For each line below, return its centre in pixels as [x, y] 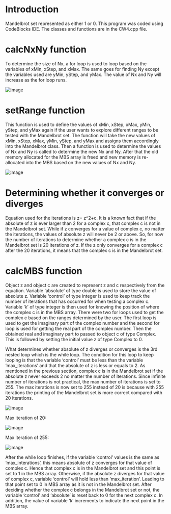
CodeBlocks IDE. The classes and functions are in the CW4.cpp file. [76, 29]
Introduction [32, 9]
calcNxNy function [46, 50]
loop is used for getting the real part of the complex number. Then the [78, 328]
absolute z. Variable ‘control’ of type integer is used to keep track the [78, 296]
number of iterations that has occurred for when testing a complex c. [78, 301]
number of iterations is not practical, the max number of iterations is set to [83, 381]
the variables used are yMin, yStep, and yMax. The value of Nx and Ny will [83, 74]
